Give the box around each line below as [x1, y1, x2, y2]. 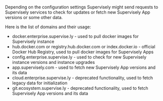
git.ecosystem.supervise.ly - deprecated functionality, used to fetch [12, 85, 148, 91]
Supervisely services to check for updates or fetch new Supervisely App [5, 9, 150, 15]
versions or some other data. [5, 15, 63, 20]
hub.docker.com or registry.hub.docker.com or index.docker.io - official [12, 44, 156, 49]
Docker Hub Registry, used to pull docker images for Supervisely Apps [12, 49, 154, 55]
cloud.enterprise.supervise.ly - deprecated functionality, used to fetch [12, 75, 153, 81]
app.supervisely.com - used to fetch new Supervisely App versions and [12, 64, 156, 70]
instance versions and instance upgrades [12, 60, 95, 65]
